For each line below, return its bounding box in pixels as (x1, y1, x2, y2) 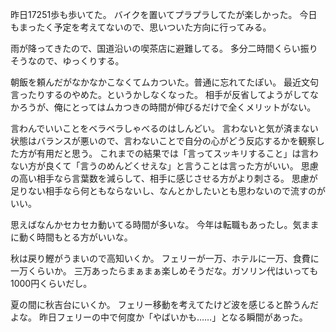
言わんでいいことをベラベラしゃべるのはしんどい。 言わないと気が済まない (10, 123, 319, 134)
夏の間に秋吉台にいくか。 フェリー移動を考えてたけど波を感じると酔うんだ (10, 299, 319, 310)
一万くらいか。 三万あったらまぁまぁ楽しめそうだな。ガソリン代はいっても (10, 265, 319, 277)
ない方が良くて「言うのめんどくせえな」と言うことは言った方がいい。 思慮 (10, 160, 319, 172)
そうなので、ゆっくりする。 (10, 55, 125, 67)
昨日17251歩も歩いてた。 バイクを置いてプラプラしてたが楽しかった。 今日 (10, 9, 318, 20)
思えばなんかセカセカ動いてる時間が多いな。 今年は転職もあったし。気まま (10, 219, 320, 230)
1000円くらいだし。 (10, 278, 93, 289)
